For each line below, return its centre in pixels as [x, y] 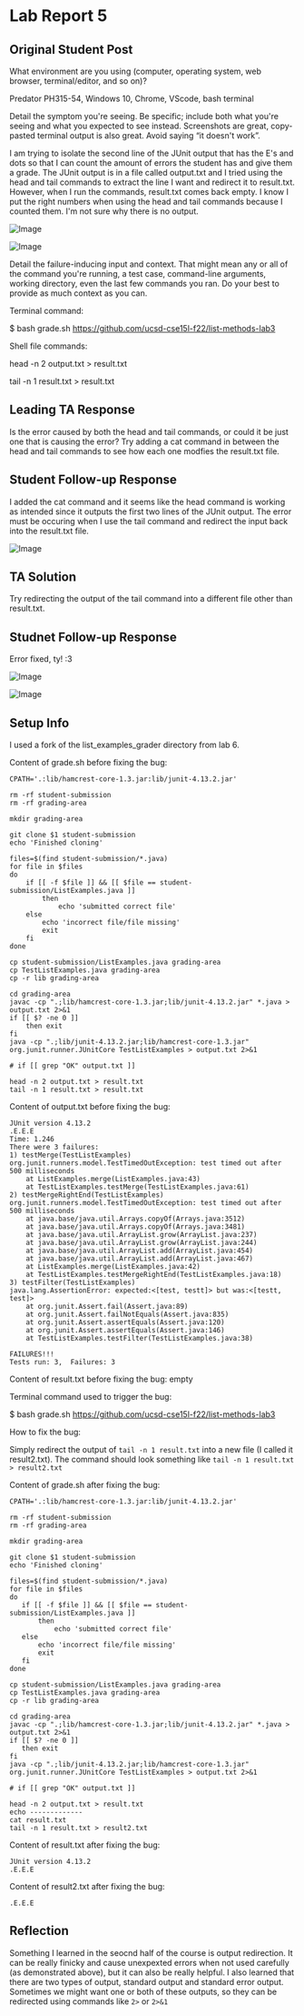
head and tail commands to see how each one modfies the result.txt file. [144, 451]
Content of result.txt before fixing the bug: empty [101, 1379]
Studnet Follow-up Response [93, 637]
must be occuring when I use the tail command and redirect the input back [149, 521]
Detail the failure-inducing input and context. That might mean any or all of [149, 264]
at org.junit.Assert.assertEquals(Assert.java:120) [125, 1322]
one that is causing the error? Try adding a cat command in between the [144, 441]
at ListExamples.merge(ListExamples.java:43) [113, 1180]
